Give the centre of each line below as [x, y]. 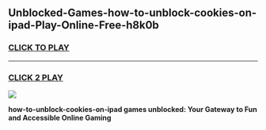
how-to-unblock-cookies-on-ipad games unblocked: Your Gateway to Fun [133, 109]
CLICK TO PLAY [39, 48]
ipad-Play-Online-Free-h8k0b [84, 26]
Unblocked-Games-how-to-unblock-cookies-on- [133, 13]
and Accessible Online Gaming [60, 117]
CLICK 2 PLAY [36, 77]
